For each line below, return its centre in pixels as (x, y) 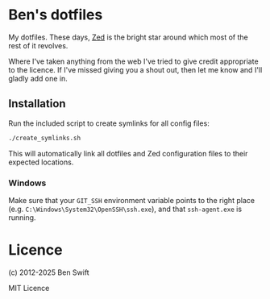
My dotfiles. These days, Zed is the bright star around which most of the (128, 37)
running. (22, 217)
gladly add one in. (38, 78)
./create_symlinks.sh (45, 138)
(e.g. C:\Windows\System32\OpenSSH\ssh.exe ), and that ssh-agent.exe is (125, 209)
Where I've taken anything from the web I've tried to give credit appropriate (134, 61)
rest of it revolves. (38, 45)
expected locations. (41, 162)
